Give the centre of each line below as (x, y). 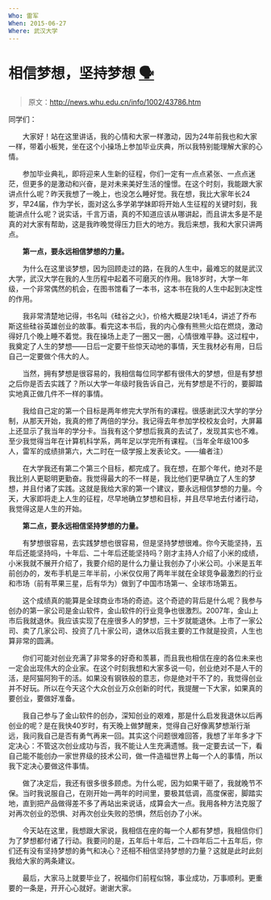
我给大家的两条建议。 (44, 861)
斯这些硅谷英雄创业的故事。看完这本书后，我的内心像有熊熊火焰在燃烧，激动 (135, 326)
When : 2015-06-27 (38, 23)
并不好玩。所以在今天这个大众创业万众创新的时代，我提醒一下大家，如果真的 (135, 689)
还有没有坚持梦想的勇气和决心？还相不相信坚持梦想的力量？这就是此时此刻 (139, 851)
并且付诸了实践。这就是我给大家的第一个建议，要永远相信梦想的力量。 (139, 488)
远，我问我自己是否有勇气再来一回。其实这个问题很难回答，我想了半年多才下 (135, 736)
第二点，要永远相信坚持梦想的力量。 (83, 526)
